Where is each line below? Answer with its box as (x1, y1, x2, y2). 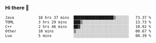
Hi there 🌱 (5, 4, 30, 11)
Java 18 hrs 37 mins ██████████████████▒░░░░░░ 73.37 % (5, 15, 152, 20)
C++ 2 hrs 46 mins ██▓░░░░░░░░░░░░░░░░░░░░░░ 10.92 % (5, 24, 152, 29)
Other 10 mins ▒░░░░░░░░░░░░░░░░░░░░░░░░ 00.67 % (5, 29, 152, 33)
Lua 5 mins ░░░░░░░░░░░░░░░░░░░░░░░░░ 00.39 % (5, 33, 152, 38)
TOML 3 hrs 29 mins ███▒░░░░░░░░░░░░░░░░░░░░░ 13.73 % (5, 20, 152, 25)
